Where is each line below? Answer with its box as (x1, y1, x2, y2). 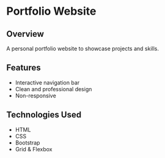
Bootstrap (15, 139, 40, 146)
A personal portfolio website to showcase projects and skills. (6, 45, 159, 52)
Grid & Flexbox (15, 145, 53, 152)
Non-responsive (15, 92, 56, 99)
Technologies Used (6, 110, 81, 120)
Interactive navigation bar (15, 78, 80, 86)
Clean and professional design (15, 85, 92, 92)
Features (6, 62, 41, 73)
